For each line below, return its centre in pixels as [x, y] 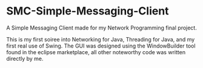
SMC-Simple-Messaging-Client [88, 11]
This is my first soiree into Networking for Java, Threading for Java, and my [101, 39]
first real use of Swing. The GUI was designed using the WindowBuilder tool [101, 46]
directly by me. [25, 58]
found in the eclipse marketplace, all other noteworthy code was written [96, 52]
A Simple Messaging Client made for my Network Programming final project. [101, 28]
